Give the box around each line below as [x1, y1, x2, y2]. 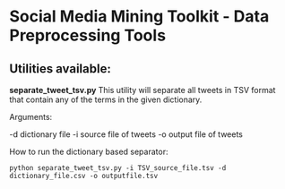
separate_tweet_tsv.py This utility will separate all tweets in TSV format [9, 85, 276, 95]
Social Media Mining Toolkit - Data [9, 6, 270, 27]
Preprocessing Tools [9, 25, 167, 46]
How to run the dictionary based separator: [9, 146, 168, 157]
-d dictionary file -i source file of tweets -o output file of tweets [9, 129, 244, 140]
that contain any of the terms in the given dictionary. [9, 94, 203, 105]
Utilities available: [9, 61, 112, 76]
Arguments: [9, 112, 53, 122]
